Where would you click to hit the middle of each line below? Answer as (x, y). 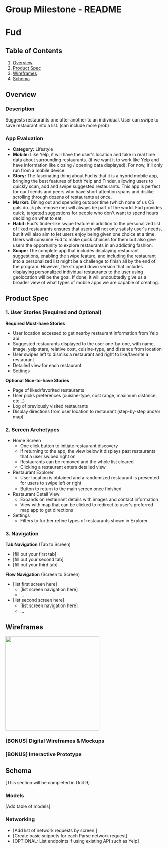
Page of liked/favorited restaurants (48, 390)
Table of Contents (34, 50)
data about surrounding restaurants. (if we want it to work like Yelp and (86, 160)
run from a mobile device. (39, 170)
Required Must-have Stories (35, 323)
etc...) (19, 401)
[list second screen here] (38, 600)
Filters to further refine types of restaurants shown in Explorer (84, 521)
